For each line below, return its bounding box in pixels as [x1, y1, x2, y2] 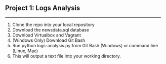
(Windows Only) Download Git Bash [12, 37, 85, 43]
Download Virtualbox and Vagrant [12, 32, 81, 38]
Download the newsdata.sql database [12, 27, 89, 32]
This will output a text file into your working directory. [12, 53, 121, 59]
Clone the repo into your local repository [12, 22, 95, 28]
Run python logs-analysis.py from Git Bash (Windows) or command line [12, 42, 158, 48]
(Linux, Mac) [12, 48, 38, 54]
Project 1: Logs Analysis [5, 4, 81, 12]
